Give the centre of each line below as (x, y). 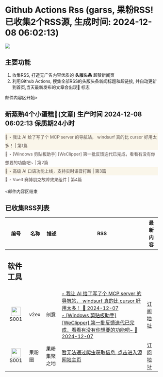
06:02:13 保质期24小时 (40, 124)
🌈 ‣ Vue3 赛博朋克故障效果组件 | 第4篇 (44, 179)
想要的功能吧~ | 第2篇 (27, 162)
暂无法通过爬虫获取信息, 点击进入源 (102, 352)
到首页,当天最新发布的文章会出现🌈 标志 (51, 87)
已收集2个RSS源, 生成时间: (58, 22)
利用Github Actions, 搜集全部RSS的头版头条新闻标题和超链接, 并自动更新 (84, 81)
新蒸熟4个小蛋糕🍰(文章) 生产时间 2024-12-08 (73, 114)
